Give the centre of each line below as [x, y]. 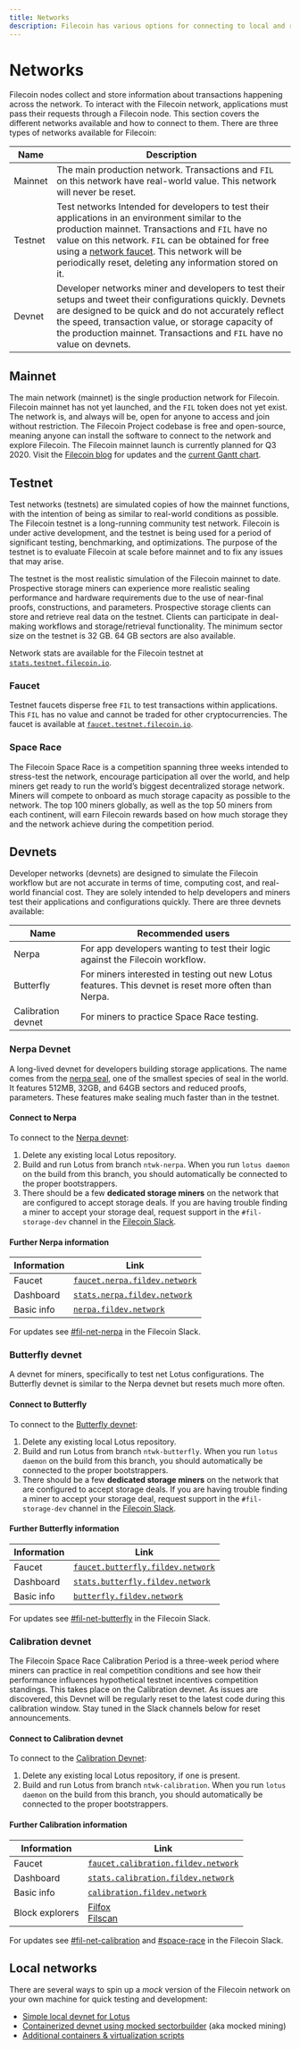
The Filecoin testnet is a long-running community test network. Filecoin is [144, 523]
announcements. [40, 1718]
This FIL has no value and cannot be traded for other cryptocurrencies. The [149, 715]
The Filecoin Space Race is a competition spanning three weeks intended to [149, 766]
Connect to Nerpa [43, 1118]
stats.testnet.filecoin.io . [61, 663]
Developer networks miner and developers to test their [171, 289]
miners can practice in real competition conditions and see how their [135, 1671]
